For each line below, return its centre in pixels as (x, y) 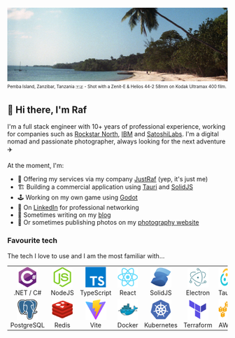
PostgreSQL (28, 325)
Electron (198, 293)
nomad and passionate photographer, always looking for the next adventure (116, 141)
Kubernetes (161, 325)
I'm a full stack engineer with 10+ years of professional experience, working (116, 127)
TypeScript (96, 293)
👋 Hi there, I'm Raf (47, 110)
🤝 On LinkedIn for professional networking (78, 208)
